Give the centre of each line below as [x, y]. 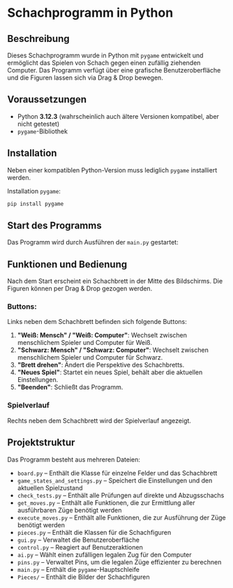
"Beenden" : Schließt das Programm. [70, 387]
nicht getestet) [38, 124]
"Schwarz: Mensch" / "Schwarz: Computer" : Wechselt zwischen [113, 350]
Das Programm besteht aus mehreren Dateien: [74, 460]
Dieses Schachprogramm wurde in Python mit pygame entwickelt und [105, 55]
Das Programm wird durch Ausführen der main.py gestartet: [93, 242]
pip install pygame [36, 204]
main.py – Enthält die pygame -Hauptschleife [78, 569]
